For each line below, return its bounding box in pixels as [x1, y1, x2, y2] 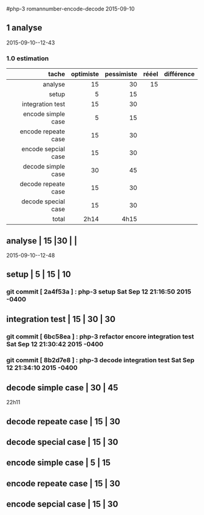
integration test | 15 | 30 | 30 [6, 314, 116, 324]
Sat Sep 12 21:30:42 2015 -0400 [6, 340, 104, 348]
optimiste [70, 70, 99, 79]
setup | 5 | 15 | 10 [6, 269, 71, 279]
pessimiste [104, 70, 138, 79]
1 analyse [6, 23, 42, 33]
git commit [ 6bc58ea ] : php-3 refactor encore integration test [6, 332, 194, 340]
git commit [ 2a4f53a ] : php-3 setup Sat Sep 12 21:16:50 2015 [6, 287, 191, 296]
